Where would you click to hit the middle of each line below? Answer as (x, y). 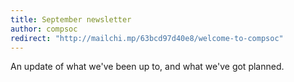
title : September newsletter (71, 19)
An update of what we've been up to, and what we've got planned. (147, 67)
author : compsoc (44, 29)
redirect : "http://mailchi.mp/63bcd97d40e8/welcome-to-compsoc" (147, 38)
